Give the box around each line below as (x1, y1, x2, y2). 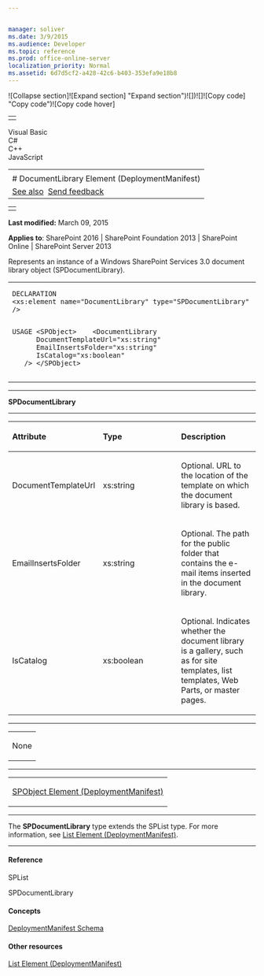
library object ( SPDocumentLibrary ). (8, 265, 126, 274)
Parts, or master (180, 685, 240, 696)
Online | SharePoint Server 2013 (8, 241, 112, 250)
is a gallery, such (180, 645, 244, 656)
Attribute (12, 431, 47, 442)
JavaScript (8, 152, 43, 161)
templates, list (180, 665, 233, 676)
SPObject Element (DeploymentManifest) (12, 785, 164, 796)
